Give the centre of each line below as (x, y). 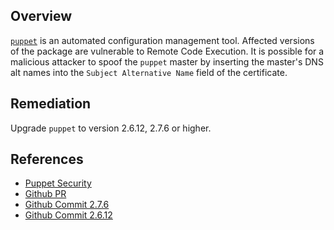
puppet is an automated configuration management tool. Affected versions (162, 40)
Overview (41, 16)
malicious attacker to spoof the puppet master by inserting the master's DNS (167, 61)
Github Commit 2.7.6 (67, 205)
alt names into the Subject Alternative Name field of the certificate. (149, 72)
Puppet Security (58, 183)
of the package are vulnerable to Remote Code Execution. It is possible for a (167, 51)
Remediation (51, 104)
